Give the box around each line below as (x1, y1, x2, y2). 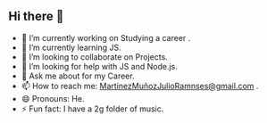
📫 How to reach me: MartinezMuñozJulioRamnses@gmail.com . (21, 80, 259, 91)
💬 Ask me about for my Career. (21, 70, 135, 81)
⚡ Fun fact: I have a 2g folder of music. (21, 103, 164, 114)
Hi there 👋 (8, 9, 64, 24)
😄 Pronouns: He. (21, 93, 85, 103)
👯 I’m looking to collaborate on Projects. (21, 51, 169, 62)
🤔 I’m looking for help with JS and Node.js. (21, 61, 178, 71)
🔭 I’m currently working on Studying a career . (21, 32, 191, 43)
